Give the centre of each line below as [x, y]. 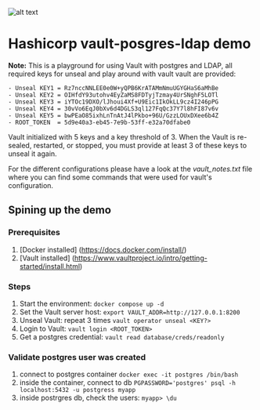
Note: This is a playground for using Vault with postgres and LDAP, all [120, 65]
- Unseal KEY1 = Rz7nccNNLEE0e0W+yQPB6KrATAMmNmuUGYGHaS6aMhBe [114, 88]
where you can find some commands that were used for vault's [110, 177]
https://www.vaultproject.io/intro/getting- [141, 258]
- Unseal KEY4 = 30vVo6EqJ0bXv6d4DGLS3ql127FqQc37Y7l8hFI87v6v [114, 109]
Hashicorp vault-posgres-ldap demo [130, 44]
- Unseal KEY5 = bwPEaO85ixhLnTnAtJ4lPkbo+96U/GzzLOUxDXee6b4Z [114, 115]
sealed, [20, 145]
